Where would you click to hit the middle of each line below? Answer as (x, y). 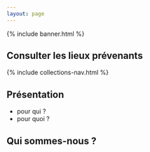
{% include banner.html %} (46, 34)
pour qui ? (31, 111)
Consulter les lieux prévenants (75, 56)
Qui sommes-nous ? (52, 141)
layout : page (26, 14)
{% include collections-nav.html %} (58, 72)
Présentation (35, 94)
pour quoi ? (33, 119)
